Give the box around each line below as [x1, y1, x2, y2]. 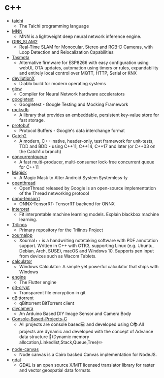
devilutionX [11, 75, 35, 81]
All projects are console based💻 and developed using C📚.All [19, 321, 144, 327]
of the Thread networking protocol [19, 190, 89, 196]
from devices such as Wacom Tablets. [19, 253, 97, 259]
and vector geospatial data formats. [19, 367, 92, 373]
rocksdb [11, 106, 29, 112]
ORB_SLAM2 [11, 38, 38, 44]
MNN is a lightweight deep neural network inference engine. [19, 33, 141, 39]
